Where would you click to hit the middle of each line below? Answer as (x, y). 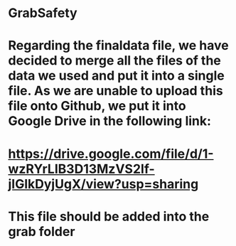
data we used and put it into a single (116, 76)
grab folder (42, 231)
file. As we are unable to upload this (116, 91)
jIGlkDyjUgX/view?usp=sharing (103, 184)
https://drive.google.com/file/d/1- (111, 154)
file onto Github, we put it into (97, 106)
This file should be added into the (109, 216)
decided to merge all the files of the (114, 61)
